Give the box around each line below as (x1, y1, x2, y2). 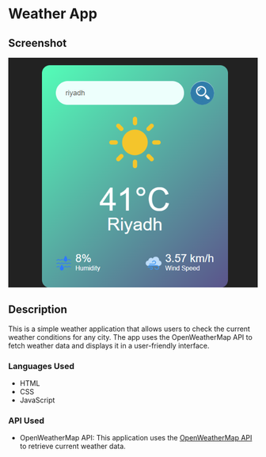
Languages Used (8, 360, 75, 371)
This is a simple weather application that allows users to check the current (8, 324, 251, 333)
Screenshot (8, 36, 67, 50)
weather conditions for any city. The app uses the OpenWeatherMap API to (8, 332, 253, 341)
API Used (8, 415, 45, 426)
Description (8, 303, 67, 317)
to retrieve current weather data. (19, 441, 127, 451)
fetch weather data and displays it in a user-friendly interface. (8, 341, 210, 350)
